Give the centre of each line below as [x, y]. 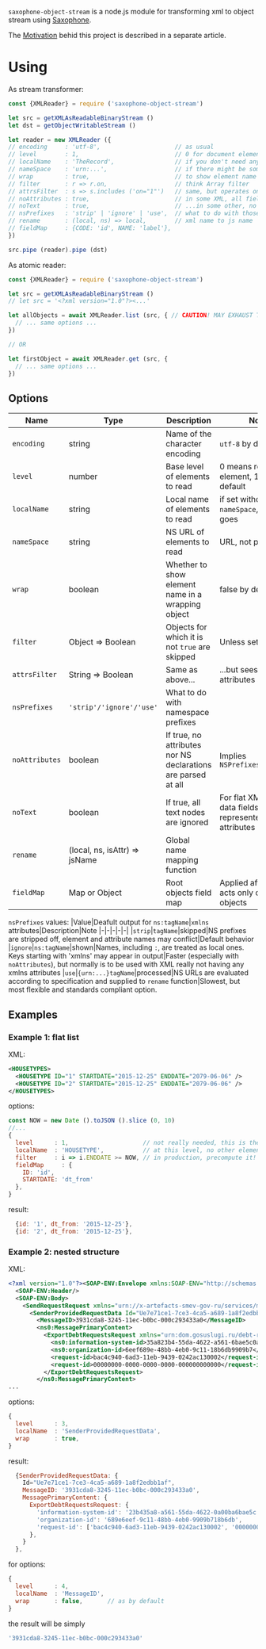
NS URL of [185, 532]
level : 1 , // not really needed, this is [131, 1143]
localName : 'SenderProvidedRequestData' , [88, 1431]
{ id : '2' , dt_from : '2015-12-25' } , [74, 1231]
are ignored [187, 822]
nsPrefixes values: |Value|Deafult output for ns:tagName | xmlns [109, 922]
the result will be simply [47, 1624]
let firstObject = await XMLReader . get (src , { [88, 359]
